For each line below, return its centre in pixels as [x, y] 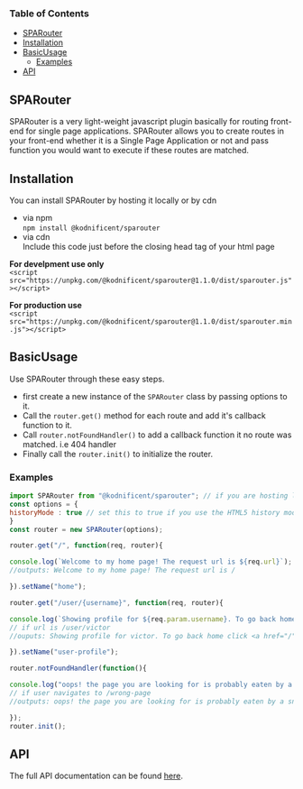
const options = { [44, 504]
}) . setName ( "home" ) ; [48, 587]
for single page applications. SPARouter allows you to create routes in [155, 131]
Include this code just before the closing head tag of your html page [148, 246]
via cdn [36, 236]
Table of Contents [50, 14]
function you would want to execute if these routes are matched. [129, 151]
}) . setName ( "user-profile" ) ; [64, 652]
